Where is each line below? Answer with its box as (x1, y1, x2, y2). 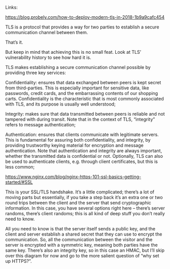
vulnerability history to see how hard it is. (5, 54, 91, 60)
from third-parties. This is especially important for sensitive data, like (5, 85, 149, 91)
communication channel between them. (5, 29, 88, 35)
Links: (5, 5, 18, 10)
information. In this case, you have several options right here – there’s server (5, 205, 165, 211)
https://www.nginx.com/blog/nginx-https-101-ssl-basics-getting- (5, 174, 141, 180)
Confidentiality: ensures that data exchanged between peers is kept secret (5, 80, 161, 85)
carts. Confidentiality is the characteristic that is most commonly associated (5, 96, 164, 102)
